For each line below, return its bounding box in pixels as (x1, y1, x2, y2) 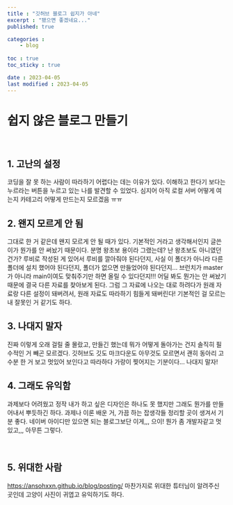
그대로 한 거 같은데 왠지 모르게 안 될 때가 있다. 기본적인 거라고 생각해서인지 (7, 237, 209, 246)
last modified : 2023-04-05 (7, 81, 89, 88)
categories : (7, 35, 45, 42)
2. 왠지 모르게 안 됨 (7, 217, 83, 230)
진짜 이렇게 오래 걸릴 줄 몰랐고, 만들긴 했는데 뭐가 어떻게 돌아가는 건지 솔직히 (7, 340, 215, 348)
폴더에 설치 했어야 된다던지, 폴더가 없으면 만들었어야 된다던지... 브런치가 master (7, 264, 224, 272)
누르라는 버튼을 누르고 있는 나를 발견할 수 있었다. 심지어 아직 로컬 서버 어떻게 (7, 186, 215, 195)
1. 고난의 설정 (7, 158, 61, 170)
